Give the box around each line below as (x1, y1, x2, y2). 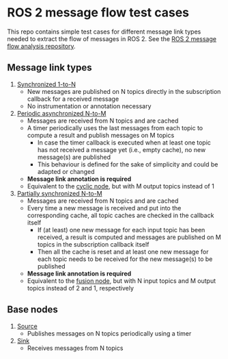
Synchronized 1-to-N (16, 80, 76, 88)
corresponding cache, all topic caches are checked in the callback (27, 211, 214, 219)
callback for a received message (27, 95, 119, 103)
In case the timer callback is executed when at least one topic (37, 138, 212, 147)
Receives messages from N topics (27, 344, 124, 352)
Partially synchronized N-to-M (16, 189, 102, 197)
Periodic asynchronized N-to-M (16, 109, 106, 117)
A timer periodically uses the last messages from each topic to (27, 123, 203, 132)
